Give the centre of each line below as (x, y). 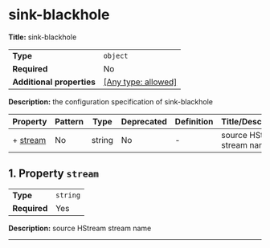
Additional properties (54, 82)
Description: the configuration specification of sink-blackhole (110, 101)
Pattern (70, 121)
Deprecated (144, 121)
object (116, 55)
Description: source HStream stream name (80, 228)
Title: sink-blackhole (43, 37)
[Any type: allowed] (140, 82)
